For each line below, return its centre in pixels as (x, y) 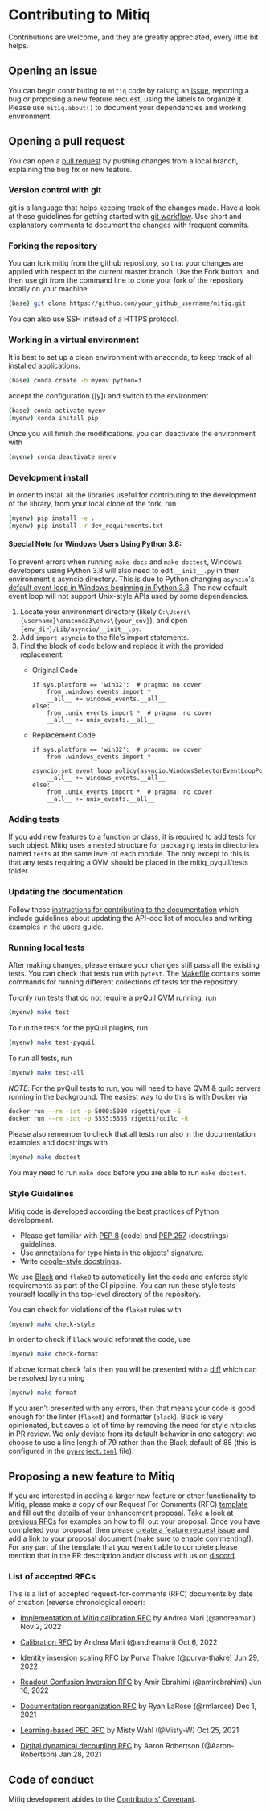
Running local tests (47, 947)
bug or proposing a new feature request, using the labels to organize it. (126, 99)
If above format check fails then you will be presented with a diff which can (133, 1369)
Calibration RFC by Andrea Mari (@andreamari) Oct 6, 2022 (119, 1642)
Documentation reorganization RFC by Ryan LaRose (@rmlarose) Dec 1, (138, 1706)
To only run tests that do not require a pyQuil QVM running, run (112, 997)
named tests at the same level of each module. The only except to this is (129, 854)
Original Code (55, 671)
